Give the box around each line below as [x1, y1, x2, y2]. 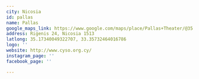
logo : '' [6, 42, 28, 48]
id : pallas [6, 14, 33, 20]
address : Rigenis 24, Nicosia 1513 [6, 31, 95, 37]
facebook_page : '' [6, 58, 52, 64]
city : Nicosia [6, 8, 42, 15]
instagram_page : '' [6, 53, 55, 59]
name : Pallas [6, 20, 39, 26]
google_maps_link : [6, 25, 52, 31]
